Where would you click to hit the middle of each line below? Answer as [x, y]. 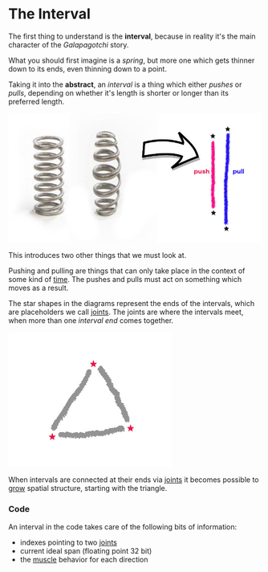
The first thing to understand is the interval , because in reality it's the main [132, 36]
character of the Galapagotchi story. [69, 44]
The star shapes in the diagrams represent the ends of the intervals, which [132, 304]
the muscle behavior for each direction [84, 559]
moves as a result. [39, 288]
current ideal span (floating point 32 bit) [86, 550]
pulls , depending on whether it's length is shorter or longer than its [118, 92]
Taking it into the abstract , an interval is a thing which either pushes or [125, 84]
